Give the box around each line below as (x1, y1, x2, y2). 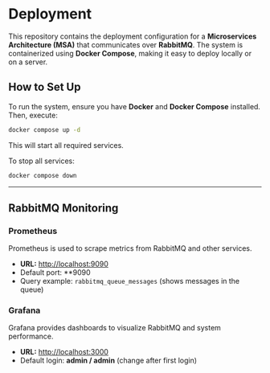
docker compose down (8, 171, 78, 179)
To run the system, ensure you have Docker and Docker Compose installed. (8, 101, 261, 111)
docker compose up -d (8, 125, 81, 133)
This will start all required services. (8, 140, 125, 150)
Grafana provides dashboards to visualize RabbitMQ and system (8, 323, 221, 333)
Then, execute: (8, 110, 58, 120)
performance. (8, 331, 54, 342)
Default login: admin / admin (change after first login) (19, 355, 198, 366)
